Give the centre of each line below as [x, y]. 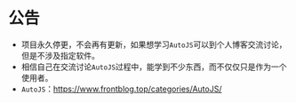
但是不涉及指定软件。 [60, 55]
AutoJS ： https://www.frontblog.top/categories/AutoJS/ [121, 89]
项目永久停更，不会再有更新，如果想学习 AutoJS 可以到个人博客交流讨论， [154, 44]
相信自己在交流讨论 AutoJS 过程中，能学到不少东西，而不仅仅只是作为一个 [154, 67]
